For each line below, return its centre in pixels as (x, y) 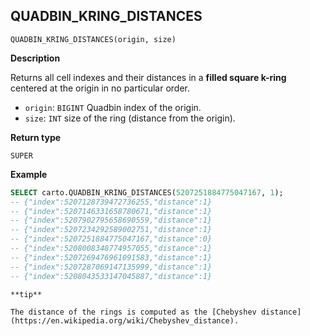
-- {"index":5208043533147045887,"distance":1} (111, 276)
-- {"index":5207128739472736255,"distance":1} (111, 202)
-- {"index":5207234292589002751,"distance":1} (111, 230)
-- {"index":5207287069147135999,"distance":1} (111, 267)
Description (35, 58)
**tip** (26, 294)
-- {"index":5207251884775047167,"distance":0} (111, 239)
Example (29, 174)
